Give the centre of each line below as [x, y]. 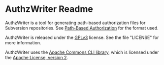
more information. [23, 42]
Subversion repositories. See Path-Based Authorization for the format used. [82, 28]
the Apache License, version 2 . [36, 57]
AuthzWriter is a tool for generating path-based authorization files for [75, 23]
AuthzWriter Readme [49, 9]
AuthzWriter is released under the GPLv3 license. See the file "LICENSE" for [82, 37]
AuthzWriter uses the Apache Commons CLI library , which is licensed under [82, 52]
